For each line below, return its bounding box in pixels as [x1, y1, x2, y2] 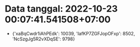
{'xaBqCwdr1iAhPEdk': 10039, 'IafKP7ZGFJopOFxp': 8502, [12, 30, 135, 36]
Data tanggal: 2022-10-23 [5, 3, 118, 15]
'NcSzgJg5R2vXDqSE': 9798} [12, 36, 75, 42]
